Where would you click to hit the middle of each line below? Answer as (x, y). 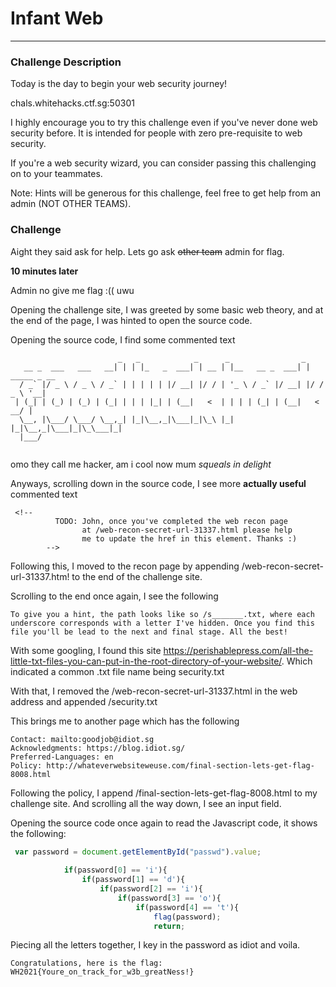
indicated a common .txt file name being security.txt (117, 671)
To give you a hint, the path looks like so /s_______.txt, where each (162, 614)
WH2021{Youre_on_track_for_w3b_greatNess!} (102, 972)
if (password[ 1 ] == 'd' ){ (133, 880)
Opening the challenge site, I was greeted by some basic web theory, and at (167, 309)
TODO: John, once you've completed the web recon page (171, 521)
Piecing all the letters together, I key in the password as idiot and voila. (155, 945)
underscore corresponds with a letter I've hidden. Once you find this (162, 623)
